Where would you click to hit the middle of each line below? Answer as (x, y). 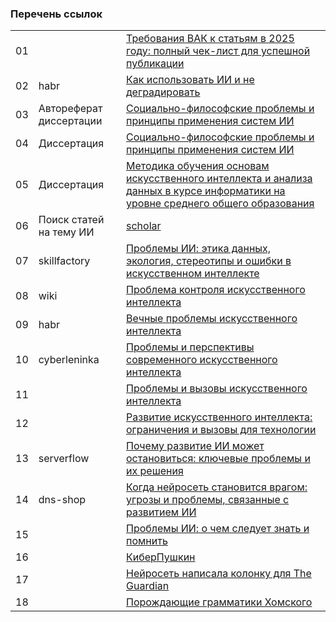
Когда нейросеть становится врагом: (217, 487)
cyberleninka (69, 360)
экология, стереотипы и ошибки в (209, 261)
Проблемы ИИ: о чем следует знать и (218, 529)
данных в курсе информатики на (206, 191)
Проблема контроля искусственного (216, 290)
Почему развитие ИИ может (195, 446)
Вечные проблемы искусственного (212, 319)
